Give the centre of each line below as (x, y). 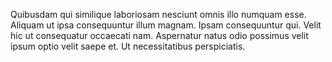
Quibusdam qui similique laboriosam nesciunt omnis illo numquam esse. (158, 14)
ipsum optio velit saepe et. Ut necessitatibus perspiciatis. (128, 46)
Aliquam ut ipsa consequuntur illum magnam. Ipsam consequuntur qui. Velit (166, 25)
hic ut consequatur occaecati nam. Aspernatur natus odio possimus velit (159, 35)
